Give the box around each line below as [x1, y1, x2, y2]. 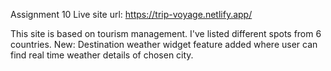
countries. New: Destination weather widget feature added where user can [10, 39, 318, 50]
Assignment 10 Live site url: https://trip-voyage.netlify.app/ [10, 9, 253, 20]
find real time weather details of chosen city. [10, 49, 194, 61]
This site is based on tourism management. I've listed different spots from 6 [10, 28, 322, 39]
